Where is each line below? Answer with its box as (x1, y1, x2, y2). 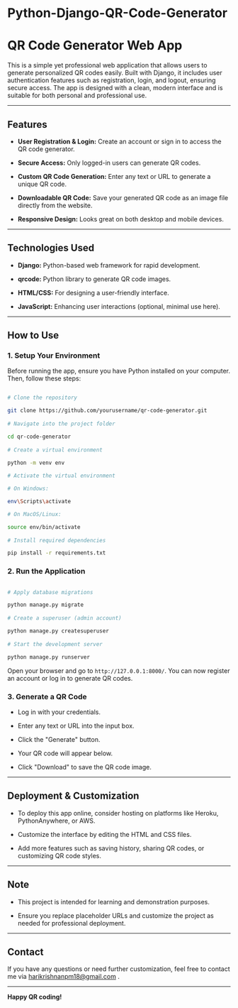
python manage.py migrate (7, 601, 84, 608)
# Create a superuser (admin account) (7, 615, 122, 622)
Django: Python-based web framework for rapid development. (17, 261, 200, 269)
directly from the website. (17, 201, 93, 209)
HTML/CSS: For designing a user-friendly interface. (17, 288, 169, 297)
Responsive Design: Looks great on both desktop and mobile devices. (17, 214, 225, 223)
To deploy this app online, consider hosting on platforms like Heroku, (17, 809, 219, 817)
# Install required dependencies (7, 537, 106, 544)
